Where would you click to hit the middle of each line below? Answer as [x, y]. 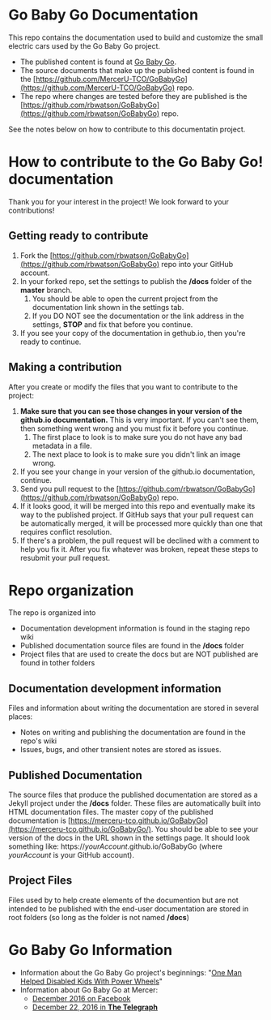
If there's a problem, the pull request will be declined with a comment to [140, 540]
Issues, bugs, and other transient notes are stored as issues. [121, 750]
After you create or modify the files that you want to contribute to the [123, 386]
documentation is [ [40, 820]
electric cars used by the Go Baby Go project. [84, 45]
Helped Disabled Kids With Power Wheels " [91, 981]
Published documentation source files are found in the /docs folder [132, 646]
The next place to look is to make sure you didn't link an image [136, 454]
